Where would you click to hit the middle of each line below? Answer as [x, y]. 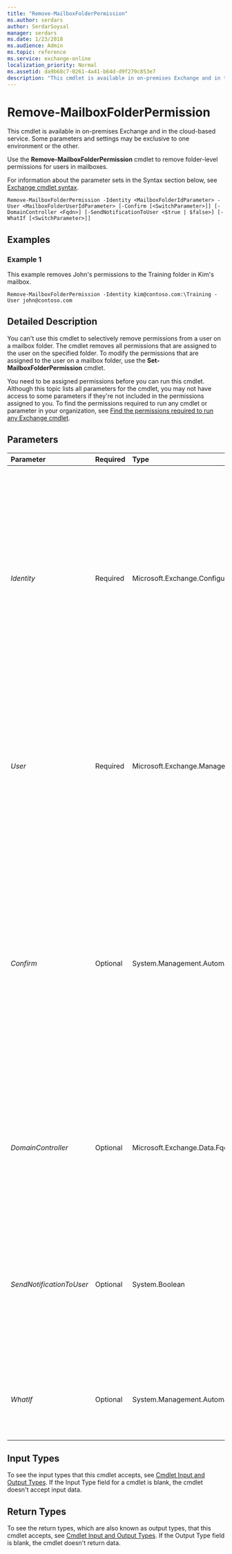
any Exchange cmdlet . [39, 418]
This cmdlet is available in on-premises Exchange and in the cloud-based [112, 132]
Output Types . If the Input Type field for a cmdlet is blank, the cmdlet [105, 1483]
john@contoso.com [47, 300]
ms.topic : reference [37, 53]
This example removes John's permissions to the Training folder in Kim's [110, 274]
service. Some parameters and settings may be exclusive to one [98, 138]
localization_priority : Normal [52, 65]
